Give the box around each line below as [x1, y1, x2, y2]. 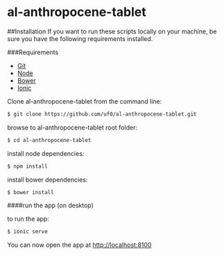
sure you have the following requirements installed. [7, 34, 153, 42]
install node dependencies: [7, 149, 85, 157]
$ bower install [7, 189, 54, 195]
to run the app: [7, 215, 50, 223]
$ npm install [7, 163, 49, 170]
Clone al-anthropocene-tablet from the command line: [7, 97, 162, 105]
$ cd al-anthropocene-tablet [7, 136, 92, 143]
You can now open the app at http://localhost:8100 [7, 241, 152, 249]
